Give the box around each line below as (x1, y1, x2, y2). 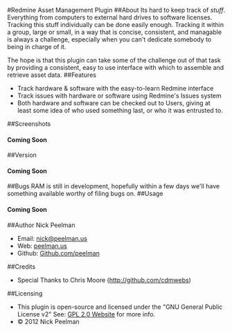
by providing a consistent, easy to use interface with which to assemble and (7, 64, 224, 71)
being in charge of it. (7, 43, 66, 51)
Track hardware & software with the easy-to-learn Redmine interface (17, 84, 214, 92)
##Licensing (7, 289, 43, 297)
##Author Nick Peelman (7, 221, 75, 229)
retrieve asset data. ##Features (7, 71, 97, 79)
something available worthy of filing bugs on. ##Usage (7, 190, 164, 198)
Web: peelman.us (17, 242, 67, 250)
